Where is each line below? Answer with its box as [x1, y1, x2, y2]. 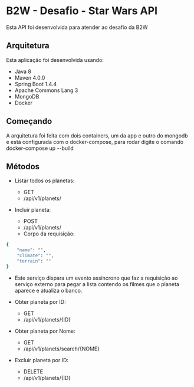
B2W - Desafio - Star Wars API [6, 4, 158, 18]
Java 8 [14, 68, 31, 75]
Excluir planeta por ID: [14, 356, 69, 363]
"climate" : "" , [17, 252, 54, 259]
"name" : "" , [17, 247, 46, 253]
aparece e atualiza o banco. [14, 287, 83, 294]
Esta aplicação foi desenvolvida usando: [6, 56, 104, 63]
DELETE [23, 368, 43, 375]
